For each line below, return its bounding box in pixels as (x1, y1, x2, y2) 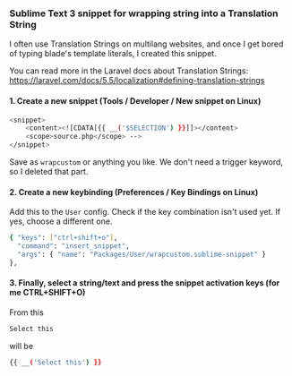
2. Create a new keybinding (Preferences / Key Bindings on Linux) (9, 186, 259, 197)
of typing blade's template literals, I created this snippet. (9, 48, 217, 59)
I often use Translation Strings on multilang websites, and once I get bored (9, 38, 284, 49)
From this (9, 307, 45, 318)
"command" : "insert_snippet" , (17, 242, 130, 251)
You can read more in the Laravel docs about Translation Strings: (9, 65, 249, 76)
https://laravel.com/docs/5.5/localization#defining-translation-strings (9, 75, 265, 86)
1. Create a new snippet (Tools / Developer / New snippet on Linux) (9, 95, 262, 106)
